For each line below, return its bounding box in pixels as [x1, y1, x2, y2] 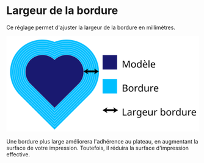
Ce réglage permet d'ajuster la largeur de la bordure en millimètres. [6, 24, 176, 31]
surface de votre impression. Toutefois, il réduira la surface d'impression [6, 144, 189, 151]
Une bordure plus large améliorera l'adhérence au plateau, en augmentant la [6, 137, 199, 145]
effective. [6, 150, 31, 158]
